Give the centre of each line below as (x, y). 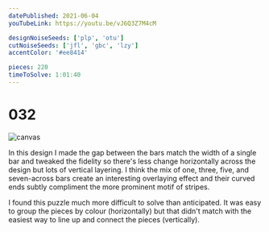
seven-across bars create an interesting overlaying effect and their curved (132, 178)
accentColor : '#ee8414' (48, 53)
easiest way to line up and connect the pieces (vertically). (104, 219)
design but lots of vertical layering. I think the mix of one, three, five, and (129, 169)
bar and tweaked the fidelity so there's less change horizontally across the (132, 161)
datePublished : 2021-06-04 (54, 16)
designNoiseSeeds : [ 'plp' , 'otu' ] (66, 38)
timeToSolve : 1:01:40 (45, 75)
